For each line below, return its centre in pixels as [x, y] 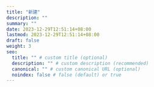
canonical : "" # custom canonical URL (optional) [76, 69]
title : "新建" [24, 12]
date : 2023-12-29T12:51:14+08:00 [49, 29]
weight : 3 [19, 47]
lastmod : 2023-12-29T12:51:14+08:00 [53, 35]
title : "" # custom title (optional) [60, 58]
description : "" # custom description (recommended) [80, 63]
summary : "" [21, 23]
